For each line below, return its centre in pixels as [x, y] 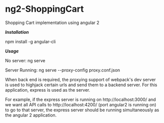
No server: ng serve [25, 60]
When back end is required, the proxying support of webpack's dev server [81, 79]
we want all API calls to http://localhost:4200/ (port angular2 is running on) [81, 104]
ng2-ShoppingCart [44, 9]
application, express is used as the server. [48, 90]
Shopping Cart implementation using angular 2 [52, 23]
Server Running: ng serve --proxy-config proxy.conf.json [63, 70]
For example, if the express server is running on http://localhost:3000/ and [81, 99]
